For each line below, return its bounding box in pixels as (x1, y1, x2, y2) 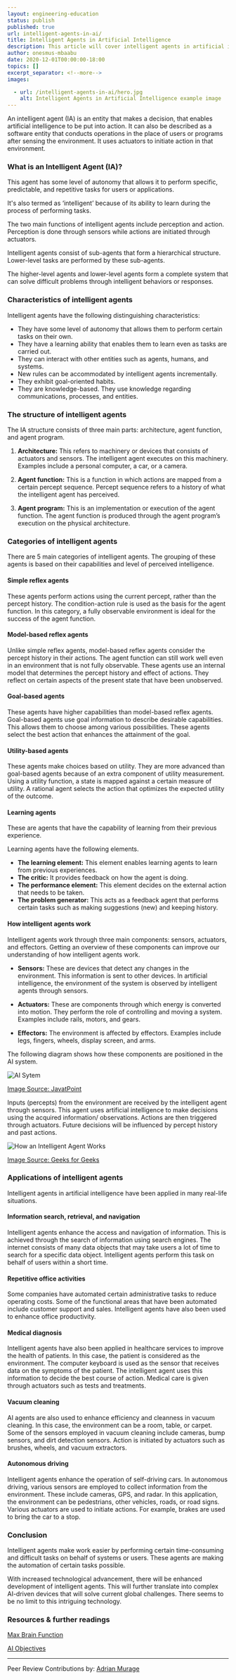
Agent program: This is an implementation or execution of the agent (17, 504, 216, 513)
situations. (7, 1196, 37, 1205)
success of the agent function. (7, 614, 96, 623)
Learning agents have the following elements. (7, 845, 139, 853)
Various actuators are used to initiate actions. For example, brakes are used (7, 1505, 226, 1513)
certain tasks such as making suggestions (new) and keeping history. (17, 903, 218, 912)
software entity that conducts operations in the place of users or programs (7, 130, 223, 138)
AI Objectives (7, 1644, 46, 1653)
